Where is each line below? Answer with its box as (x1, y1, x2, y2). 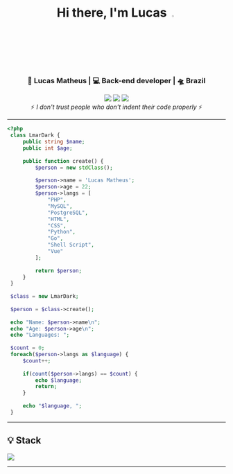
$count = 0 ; (10, 344, 45, 351)
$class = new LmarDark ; (10, 293, 79, 300)
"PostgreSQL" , (47, 209, 89, 216)
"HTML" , (47, 216, 70, 222)
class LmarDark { (10, 132, 60, 139)
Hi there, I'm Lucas (56, 5, 167, 21)
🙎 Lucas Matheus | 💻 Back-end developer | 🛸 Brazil (27, 76, 206, 86)
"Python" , (47, 229, 76, 236)
